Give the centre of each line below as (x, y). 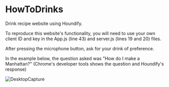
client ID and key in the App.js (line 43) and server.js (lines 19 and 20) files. (83, 39)
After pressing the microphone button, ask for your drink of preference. (80, 48)
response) (16, 69)
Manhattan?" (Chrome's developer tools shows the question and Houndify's (84, 64)
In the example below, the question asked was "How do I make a (73, 58)
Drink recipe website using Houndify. (44, 23)
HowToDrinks (34, 9)
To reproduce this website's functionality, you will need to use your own (80, 33)
